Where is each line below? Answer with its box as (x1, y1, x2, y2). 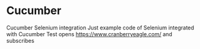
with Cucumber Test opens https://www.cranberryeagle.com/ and (6, 30, 172, 37)
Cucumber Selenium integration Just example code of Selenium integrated (6, 24, 194, 31)
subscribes (6, 37, 35, 44)
